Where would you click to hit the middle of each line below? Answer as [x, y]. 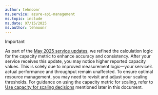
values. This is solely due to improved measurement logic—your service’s [79, 67]
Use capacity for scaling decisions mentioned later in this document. [74, 87]
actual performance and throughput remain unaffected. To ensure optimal [79, 72]
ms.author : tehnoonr [26, 28]
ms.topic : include [24, 19]
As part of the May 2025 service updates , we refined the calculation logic [79, 51]
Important [15, 41]
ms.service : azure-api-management [40, 14]
